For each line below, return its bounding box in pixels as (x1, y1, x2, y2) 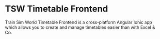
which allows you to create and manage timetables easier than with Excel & (5, 24, 155, 30)
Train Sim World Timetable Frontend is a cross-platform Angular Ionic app (5, 19, 152, 25)
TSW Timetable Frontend (5, 3, 108, 14)
